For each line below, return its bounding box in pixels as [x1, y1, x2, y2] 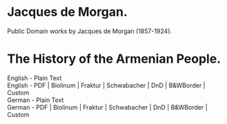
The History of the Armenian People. [7, 51, 221, 67]
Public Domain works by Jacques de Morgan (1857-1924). [7, 27, 172, 35]
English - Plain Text [7, 74, 62, 82]
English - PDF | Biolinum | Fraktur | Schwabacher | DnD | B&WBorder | [7, 81, 206, 90]
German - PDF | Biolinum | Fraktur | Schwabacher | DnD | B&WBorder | [7, 103, 208, 111]
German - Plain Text [7, 96, 64, 104]
